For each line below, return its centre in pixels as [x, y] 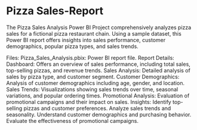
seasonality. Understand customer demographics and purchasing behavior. [99, 115]
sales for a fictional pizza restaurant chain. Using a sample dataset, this [94, 33]
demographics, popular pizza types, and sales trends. [72, 46]
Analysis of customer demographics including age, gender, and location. [96, 83]
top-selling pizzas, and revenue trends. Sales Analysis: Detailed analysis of [98, 70]
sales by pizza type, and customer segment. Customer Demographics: [93, 77]
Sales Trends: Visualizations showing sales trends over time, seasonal [92, 89]
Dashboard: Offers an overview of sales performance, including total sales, [98, 64]
